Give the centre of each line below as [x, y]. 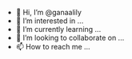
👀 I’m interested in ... [50, 21]
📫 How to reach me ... [53, 47]
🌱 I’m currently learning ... [58, 29]
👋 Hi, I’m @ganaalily [49, 12]
